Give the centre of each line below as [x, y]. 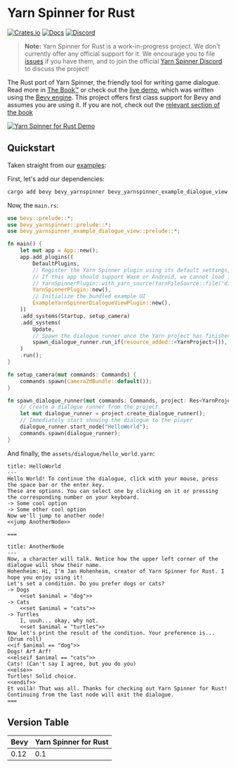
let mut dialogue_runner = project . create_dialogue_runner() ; [113, 414]
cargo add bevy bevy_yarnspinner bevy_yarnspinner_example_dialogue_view [118, 192]
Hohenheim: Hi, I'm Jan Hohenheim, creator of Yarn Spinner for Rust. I [116, 571]
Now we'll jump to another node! [56, 516]
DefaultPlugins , [56, 263]
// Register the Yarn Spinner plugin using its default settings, [132, 270]
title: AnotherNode [36, 547]
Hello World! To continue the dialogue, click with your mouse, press [113, 479]
